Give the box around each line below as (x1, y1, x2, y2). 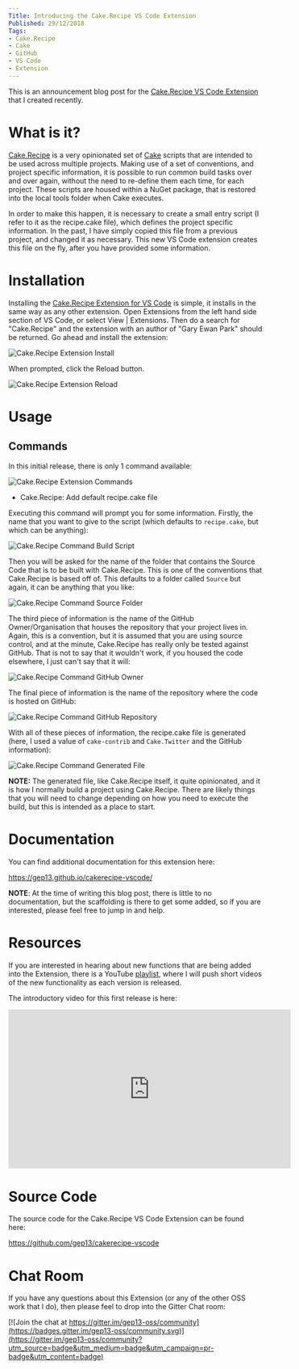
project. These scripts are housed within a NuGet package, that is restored (8, 184, 256, 194)
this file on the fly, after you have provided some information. (8, 243, 211, 253)
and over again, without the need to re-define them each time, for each (8, 175, 244, 186)
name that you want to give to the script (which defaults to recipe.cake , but (8, 516, 260, 526)
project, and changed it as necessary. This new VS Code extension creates (8, 234, 258, 244)
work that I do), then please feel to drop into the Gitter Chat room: (8, 1302, 226, 1312)
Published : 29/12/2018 (8, 19, 85, 27)
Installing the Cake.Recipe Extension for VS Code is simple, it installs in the (8, 298, 256, 308)
